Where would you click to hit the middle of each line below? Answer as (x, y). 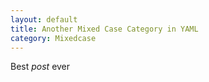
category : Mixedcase (53, 38)
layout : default (44, 19)
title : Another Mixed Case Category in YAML (104, 29)
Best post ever (40, 67)
